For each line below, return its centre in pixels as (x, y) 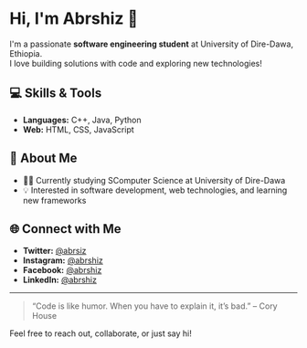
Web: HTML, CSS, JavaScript (78, 129)
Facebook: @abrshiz (62, 270)
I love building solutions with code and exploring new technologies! (136, 63)
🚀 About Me (43, 158)
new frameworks (54, 200)
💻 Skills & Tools (56, 94)
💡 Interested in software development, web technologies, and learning (155, 190)
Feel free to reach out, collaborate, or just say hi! (101, 333)
